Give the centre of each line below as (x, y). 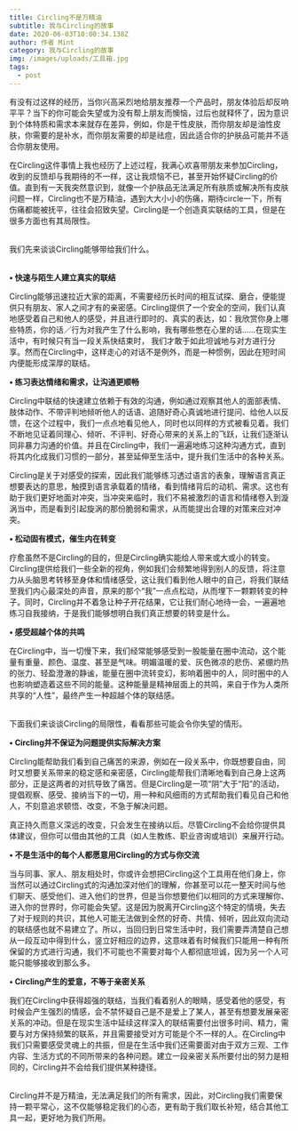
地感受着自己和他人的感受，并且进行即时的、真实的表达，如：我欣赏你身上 (145, 318)
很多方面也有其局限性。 (52, 221)
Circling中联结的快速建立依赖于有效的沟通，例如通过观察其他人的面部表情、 (148, 400)
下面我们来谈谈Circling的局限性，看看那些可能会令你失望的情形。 (128, 723)
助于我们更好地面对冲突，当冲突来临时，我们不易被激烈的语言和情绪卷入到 (145, 497)
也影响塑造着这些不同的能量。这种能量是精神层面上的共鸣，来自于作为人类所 (149, 684)
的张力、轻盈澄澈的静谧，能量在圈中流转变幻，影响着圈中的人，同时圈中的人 (149, 673)
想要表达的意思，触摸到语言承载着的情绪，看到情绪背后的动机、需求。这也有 (149, 486)
